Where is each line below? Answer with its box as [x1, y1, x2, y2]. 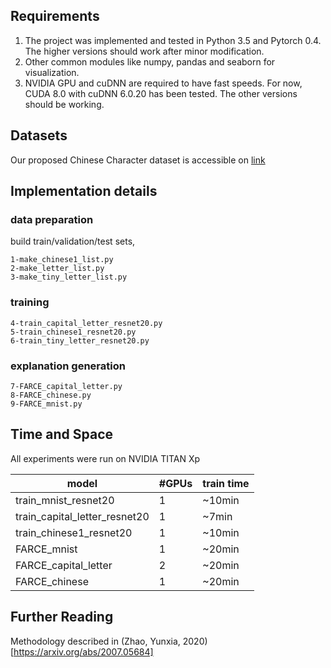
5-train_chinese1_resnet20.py [10, 327, 137, 337]
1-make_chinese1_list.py [10, 255, 114, 265]
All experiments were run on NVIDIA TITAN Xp [10, 452, 201, 464]
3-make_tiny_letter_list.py [10, 272, 128, 283]
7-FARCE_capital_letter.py [10, 381, 123, 391]
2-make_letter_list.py [10, 264, 105, 274]
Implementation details [10, 183, 158, 200]
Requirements [10, 8, 100, 25]
